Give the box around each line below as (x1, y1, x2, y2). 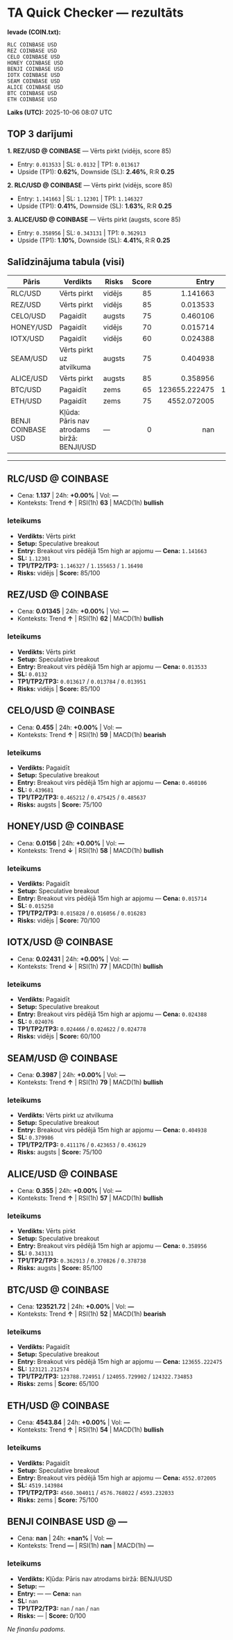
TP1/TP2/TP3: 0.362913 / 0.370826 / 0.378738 (17, 1256, 147, 1265)
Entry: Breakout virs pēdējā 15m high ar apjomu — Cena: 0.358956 (17, 1242, 207, 1250)
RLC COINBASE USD (7, 41, 58, 48)
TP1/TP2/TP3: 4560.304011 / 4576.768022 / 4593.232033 (17, 1488, 175, 1496)
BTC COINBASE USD (7, 90, 58, 96)
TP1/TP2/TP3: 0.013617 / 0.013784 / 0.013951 (17, 677, 147, 685)
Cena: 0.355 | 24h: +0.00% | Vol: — (17, 1187, 122, 1195)
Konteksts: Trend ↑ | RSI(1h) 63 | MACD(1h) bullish (17, 498, 164, 507)
